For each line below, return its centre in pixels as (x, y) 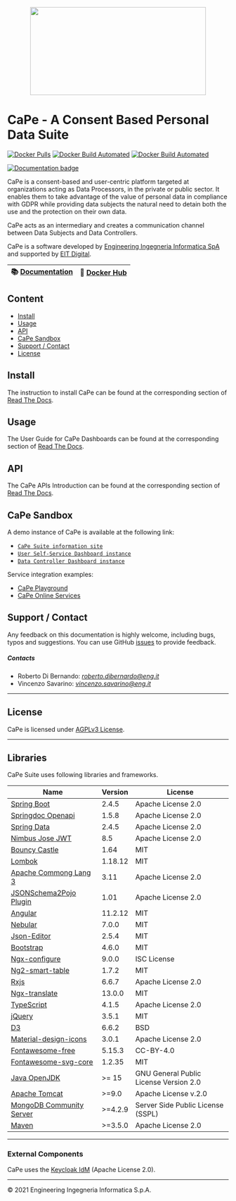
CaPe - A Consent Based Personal (108, 120)
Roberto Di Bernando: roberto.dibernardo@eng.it (88, 676)
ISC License (155, 959)
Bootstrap (27, 947)
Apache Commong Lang (51, 873)
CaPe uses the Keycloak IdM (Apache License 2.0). (81, 1169)
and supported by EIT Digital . (50, 254)
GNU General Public (168, 1074)
